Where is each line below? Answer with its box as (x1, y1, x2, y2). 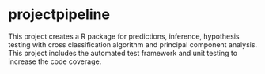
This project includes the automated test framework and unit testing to (8, 48, 238, 57)
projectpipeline (8, 6, 111, 24)
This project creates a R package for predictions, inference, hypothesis (8, 31, 240, 41)
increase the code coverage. (8, 57, 102, 66)
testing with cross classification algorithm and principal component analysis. (8, 39, 258, 49)
